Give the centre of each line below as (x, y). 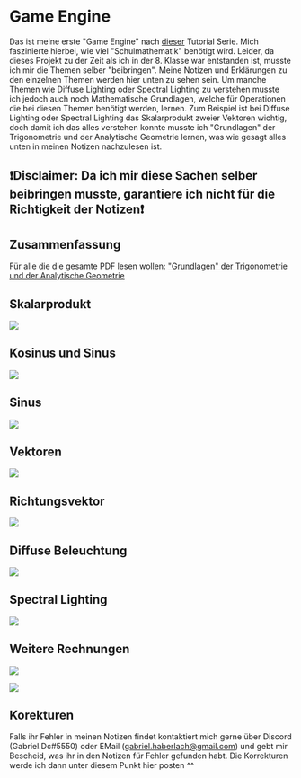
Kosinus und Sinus (63, 354)
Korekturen (42, 716)
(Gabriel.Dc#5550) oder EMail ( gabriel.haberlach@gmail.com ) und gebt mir (148, 747)
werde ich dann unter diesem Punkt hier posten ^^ (102, 765)
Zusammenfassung (65, 244)
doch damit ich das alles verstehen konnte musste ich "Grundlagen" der (142, 127)
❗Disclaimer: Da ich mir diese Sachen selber (133, 176)
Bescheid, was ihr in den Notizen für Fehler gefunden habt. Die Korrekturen (149, 756)
